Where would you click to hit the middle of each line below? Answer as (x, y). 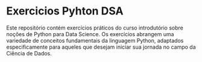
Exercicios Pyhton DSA (65, 11)
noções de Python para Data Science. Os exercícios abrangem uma (90, 34)
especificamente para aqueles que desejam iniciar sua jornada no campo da (101, 47)
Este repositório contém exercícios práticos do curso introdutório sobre (95, 28)
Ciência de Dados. (29, 53)
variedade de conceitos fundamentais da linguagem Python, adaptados (95, 40)
